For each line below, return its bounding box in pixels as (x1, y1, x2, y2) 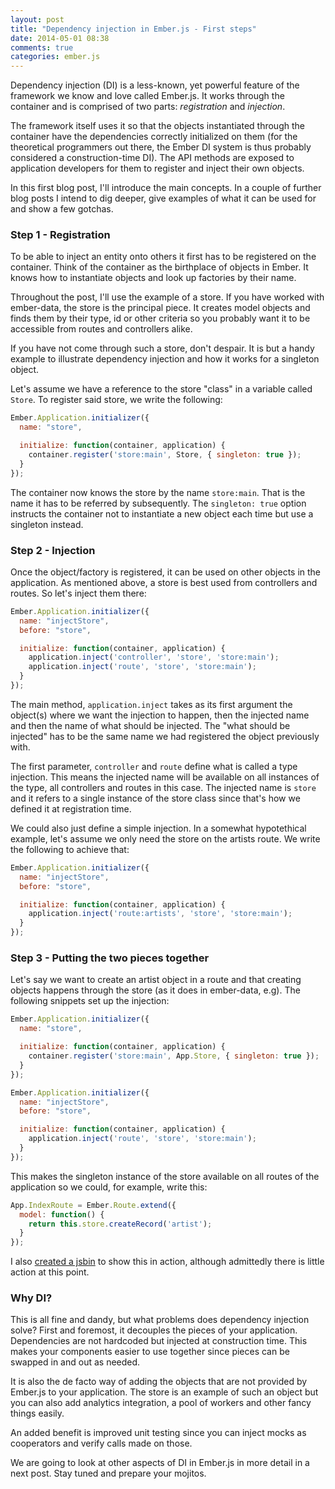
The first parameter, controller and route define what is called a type (10, 760, 298, 772)
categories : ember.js (10, 52, 101, 62)
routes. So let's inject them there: (10, 587, 147, 599)
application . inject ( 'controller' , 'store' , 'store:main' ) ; (28, 652, 280, 663)
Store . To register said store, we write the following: (10, 394, 223, 406)
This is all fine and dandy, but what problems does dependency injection (10, 1314, 310, 1326)
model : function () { (19, 1209, 105, 1220)
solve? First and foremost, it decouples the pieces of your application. (10, 1324, 298, 1336)
